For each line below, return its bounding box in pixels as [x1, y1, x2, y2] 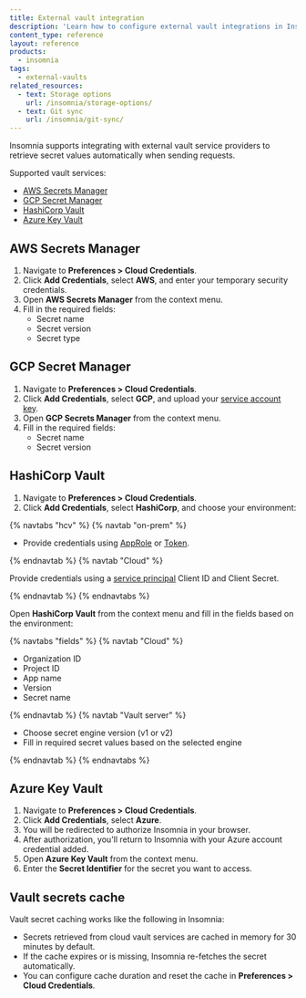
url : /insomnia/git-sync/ [25, 115, 125, 124]
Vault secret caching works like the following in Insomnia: [9, 914, 225, 925]
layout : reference [9, 38, 79, 48]
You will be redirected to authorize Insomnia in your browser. [22, 825, 250, 836]
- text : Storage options [17, 89, 112, 99]
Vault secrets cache [9, 889, 126, 905]
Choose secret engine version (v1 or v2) [22, 727, 173, 738]
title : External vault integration [9, 13, 145, 23]
